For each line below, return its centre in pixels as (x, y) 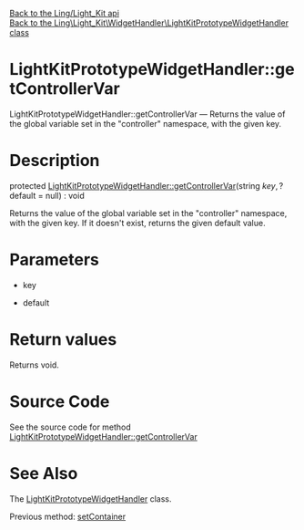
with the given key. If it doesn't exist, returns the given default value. (137, 223)
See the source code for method (71, 427)
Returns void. (34, 365)
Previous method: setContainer (67, 516)
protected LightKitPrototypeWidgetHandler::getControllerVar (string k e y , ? (147, 185)
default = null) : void (47, 195)
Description (55, 161)
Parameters (55, 260)
